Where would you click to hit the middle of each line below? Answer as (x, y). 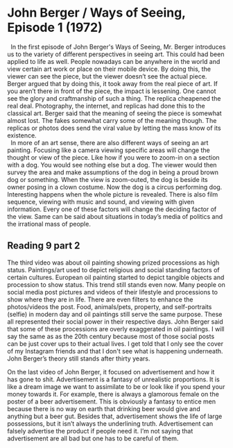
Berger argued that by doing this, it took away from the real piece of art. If (113, 83)
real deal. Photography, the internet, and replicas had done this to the (106, 106)
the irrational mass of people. (49, 224)
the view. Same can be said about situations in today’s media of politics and (115, 216)
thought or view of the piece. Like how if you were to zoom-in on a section (113, 157)
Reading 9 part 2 (44, 246)
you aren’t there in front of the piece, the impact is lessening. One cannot (112, 91)
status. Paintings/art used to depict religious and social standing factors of (113, 269)
